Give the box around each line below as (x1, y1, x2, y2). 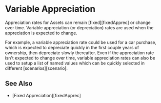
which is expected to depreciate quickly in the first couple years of (5, 44, 139, 50)
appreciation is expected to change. (5, 30, 78, 36)
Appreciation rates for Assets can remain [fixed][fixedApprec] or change (5, 20, 151, 25)
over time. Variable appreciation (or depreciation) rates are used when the (5, 24, 154, 30)
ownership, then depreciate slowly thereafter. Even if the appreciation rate (5, 50, 154, 56)
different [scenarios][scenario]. (5, 65, 68, 71)
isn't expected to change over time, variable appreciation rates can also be (5, 55, 155, 61)
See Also (5, 80, 33, 88)
